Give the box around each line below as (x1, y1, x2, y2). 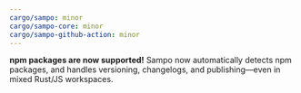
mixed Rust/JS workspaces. (9, 74, 114, 85)
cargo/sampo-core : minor (9, 22, 104, 31)
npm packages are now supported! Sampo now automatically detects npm (9, 55, 293, 66)
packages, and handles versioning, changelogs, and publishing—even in (9, 64, 281, 75)
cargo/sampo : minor (9, 13, 84, 23)
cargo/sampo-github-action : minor (9, 30, 141, 39)
